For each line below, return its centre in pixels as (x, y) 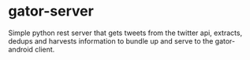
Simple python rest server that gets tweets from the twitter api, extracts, (125, 33)
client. (45, 49)
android (21, 49)
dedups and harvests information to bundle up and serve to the (111, 41)
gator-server (51, 11)
